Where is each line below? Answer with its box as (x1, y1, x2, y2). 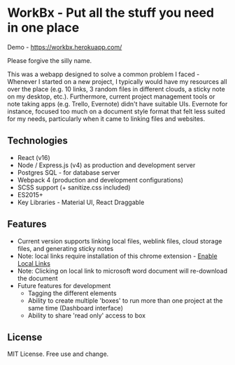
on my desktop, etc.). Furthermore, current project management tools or (7, 92, 215, 101)
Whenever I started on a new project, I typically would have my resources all (7, 77, 227, 85)
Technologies (7, 135, 69, 147)
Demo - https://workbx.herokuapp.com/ (7, 43, 122, 51)
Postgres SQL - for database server (17, 168, 120, 176)
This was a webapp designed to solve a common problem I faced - (7, 70, 200, 78)
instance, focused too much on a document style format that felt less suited (7, 107, 226, 115)
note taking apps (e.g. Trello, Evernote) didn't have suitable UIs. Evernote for (7, 99, 228, 108)
